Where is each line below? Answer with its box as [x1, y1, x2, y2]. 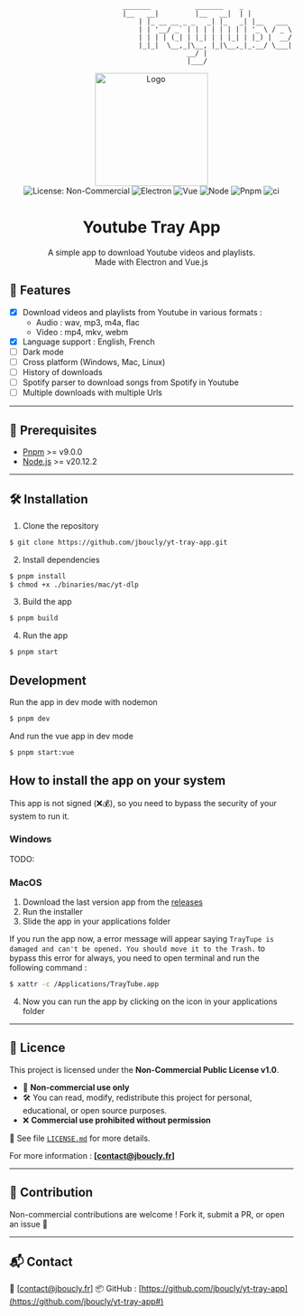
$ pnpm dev [9, 714, 50, 723]
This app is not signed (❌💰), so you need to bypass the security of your [9, 797, 277, 808]
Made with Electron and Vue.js [94, 256, 209, 268]
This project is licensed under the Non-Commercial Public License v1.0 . [9, 1064, 280, 1075]
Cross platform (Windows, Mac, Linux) [22, 356, 166, 367]
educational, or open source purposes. [22, 1104, 168, 1115]
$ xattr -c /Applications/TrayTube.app [9, 980, 160, 989]
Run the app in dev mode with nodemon [9, 697, 158, 707]
